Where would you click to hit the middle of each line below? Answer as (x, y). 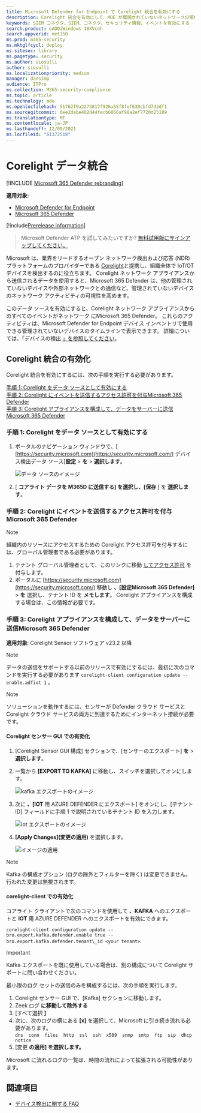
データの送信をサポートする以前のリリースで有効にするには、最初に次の (95, 667)
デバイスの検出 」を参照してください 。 (72, 338)
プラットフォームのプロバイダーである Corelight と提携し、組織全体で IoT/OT (100, 265)
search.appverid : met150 (37, 34)
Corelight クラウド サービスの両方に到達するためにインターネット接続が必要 (100, 714)
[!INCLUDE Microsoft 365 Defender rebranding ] (65, 183)
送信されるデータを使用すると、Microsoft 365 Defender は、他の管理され (102, 280)
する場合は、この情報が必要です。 (57, 602)
